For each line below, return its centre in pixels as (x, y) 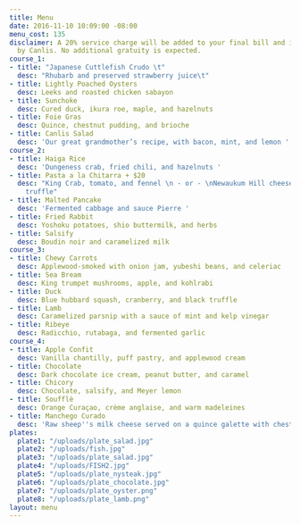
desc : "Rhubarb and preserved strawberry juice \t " (113, 76)
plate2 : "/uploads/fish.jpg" (71, 449)
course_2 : (28, 150)
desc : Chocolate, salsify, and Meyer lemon (99, 391)
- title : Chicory (42, 383)
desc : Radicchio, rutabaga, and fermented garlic (111, 333)
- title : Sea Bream (46, 275)
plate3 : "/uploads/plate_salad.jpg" (85, 458)
